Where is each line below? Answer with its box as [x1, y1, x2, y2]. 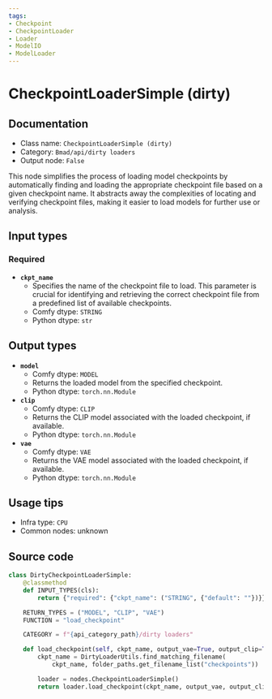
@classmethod [23, 579, 67, 587]
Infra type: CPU [19, 517, 68, 528]
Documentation [8, 117, 89, 131]
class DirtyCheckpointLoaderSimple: [8, 572, 132, 580]
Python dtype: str [32, 315, 93, 325]
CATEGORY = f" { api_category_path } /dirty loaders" [23, 631, 194, 639]
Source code [8, 550, 74, 563]
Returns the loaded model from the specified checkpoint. [32, 378, 223, 387]
